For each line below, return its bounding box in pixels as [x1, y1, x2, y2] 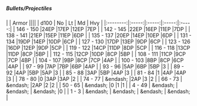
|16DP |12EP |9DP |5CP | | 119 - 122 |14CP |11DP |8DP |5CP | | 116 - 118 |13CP [6, 44, 191, 51]
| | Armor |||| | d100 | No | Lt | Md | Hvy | [6, 19, 103, 26]
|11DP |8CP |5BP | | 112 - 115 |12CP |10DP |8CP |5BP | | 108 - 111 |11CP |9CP [6, 50, 186, 57]
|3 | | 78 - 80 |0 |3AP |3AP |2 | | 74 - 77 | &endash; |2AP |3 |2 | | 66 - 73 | [6, 75, 182, 82]
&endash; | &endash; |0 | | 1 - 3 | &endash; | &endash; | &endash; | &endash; [6, 88, 191, 95]
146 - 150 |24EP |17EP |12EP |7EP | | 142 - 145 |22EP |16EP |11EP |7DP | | [16, 25, 191, 32]
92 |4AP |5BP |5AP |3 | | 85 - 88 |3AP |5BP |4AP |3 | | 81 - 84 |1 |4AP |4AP [6, 69, 186, 76]
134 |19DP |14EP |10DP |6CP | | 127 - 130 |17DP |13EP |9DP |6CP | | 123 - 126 [6, 38, 191, 45]
